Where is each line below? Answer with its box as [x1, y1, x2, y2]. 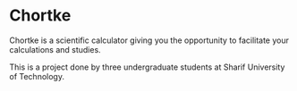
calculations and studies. [9, 44, 101, 54]
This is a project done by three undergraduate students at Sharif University [9, 62, 285, 72]
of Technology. [9, 70, 65, 81]
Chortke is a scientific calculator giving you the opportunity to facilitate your [9, 35, 289, 45]
